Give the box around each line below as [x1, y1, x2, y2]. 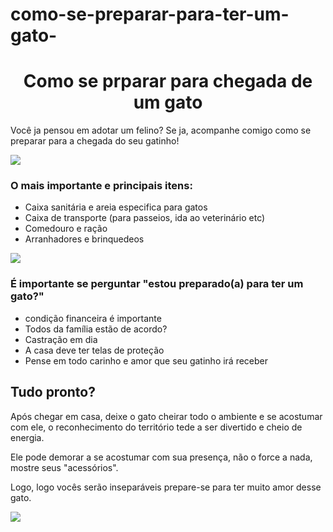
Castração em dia [24, 333, 98, 345]
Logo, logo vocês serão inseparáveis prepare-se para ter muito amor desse [10, 481, 322, 493]
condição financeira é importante [24, 312, 162, 324]
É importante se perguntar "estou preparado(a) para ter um [10, 277, 304, 291]
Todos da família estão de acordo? [24, 323, 168, 335]
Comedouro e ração [24, 223, 108, 235]
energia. [10, 431, 45, 443]
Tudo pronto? [10, 384, 96, 401]
